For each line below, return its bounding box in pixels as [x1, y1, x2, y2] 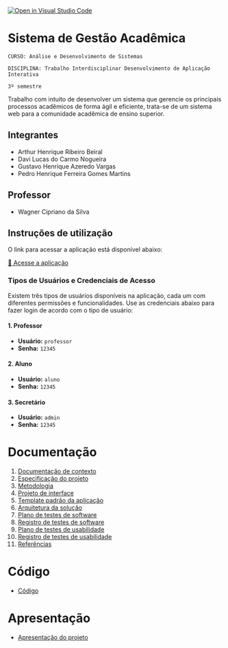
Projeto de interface [17, 489, 74, 497]
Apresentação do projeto [17, 634, 88, 642]
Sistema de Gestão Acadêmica [8, 31, 186, 46]
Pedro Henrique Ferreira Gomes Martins [17, 169, 131, 177]
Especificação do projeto [17, 475, 88, 483]
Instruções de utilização [8, 227, 113, 239]
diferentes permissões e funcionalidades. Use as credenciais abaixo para [8, 299, 215, 307]
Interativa [8, 71, 39, 78]
